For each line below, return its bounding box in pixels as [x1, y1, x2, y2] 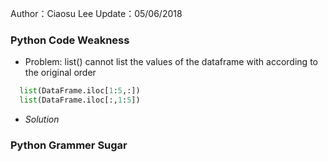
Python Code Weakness [10, 33, 130, 47]
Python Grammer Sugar [10, 138, 128, 152]
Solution [24, 113, 60, 126]
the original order [24, 67, 97, 79]
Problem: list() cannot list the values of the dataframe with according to [24, 56, 318, 68]
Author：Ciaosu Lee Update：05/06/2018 [10, 8, 183, 19]
